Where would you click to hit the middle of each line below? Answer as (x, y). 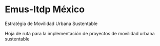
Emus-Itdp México (45, 9)
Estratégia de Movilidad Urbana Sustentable (51, 24)
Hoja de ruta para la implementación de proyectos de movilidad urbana (80, 33)
